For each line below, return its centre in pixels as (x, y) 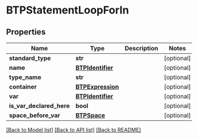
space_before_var (35, 115)
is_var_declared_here (39, 106)
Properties (26, 32)
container (23, 87)
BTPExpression (97, 87)
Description (141, 48)
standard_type (30, 58)
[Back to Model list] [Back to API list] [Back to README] (74, 130)
